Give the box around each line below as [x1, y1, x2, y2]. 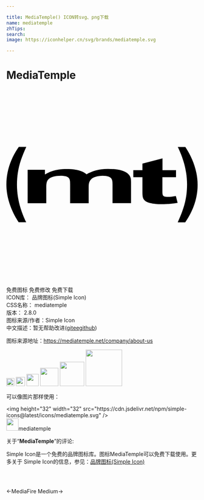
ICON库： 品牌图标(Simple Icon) [6, 294, 87, 301]
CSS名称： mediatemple [6, 302, 67, 309]
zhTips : [6, 26, 26, 32]
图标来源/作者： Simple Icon [6, 317, 75, 324]
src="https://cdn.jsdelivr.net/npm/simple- [83, 405, 187, 412]
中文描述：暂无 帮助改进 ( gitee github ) [6, 324, 97, 332]
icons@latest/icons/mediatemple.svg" [6, 412, 101, 419]
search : [6, 31, 26, 37]
